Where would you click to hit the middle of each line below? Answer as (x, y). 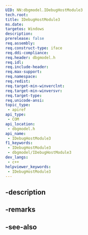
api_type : (16, 115)
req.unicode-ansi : (25, 100)
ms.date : (14, 24)
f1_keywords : (19, 143)
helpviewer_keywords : (28, 167)
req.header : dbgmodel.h (31, 57)
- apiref (17, 110)
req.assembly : (20, 43)
